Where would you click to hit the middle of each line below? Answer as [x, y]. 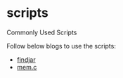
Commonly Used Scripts [42, 32]
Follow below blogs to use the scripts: [61, 46]
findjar [26, 59]
